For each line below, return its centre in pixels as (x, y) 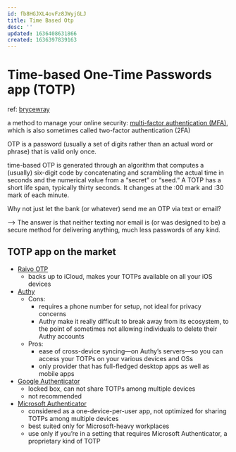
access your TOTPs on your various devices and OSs (116, 358)
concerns (52, 313)
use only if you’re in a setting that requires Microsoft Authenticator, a (128, 433)
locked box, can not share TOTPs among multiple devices (112, 389)
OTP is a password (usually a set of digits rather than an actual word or (110, 144)
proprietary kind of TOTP (64, 441)
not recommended (55, 396)
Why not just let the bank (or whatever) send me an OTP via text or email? (114, 209)
